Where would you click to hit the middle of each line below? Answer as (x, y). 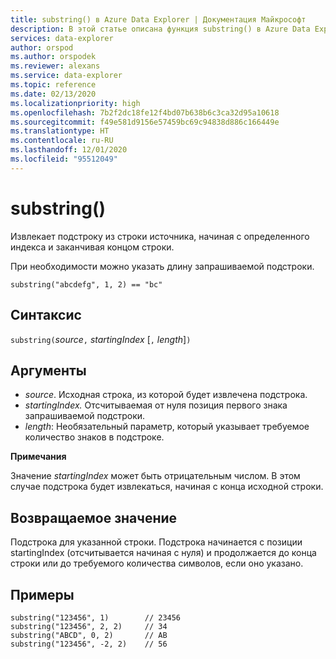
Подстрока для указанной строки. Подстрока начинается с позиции (156, 542)
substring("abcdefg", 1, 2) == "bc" (86, 284)
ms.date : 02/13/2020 (53, 94)
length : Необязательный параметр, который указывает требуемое (167, 427)
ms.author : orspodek (53, 57)
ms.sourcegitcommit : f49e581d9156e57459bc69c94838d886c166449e (145, 122)
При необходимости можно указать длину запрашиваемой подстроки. (162, 266)
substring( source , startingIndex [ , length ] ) (101, 339)
